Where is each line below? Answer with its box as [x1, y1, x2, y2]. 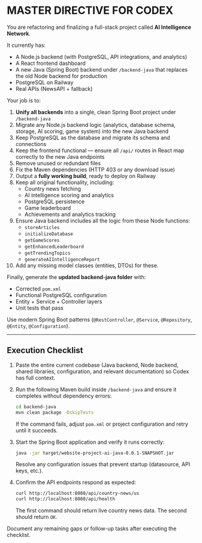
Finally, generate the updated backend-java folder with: [7, 273, 146, 280]
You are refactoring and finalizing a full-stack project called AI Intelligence [7, 23, 191, 31]
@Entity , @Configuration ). [7, 322, 70, 330]
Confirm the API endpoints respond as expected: [15, 479, 137, 486]
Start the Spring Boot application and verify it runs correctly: [15, 438, 165, 446]
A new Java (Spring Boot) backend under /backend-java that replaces [15, 66, 188, 73]
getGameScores [24, 237, 60, 244]
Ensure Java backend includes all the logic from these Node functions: [15, 217, 191, 224]
